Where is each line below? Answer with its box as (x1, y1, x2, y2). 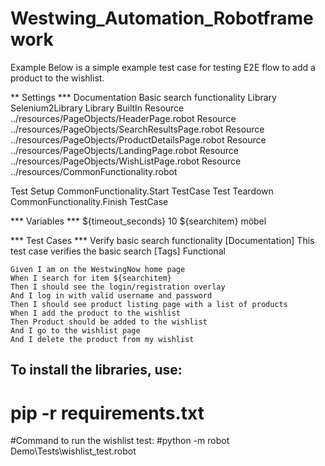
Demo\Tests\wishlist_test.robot (10, 445, 137, 457)
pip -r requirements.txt (10, 402, 205, 424)
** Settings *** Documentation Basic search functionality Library (10, 91, 277, 103)
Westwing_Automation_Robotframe (10, 7, 314, 30)
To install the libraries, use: (10, 362, 183, 379)
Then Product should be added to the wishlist (10, 317, 208, 327)
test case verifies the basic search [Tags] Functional (10, 245, 226, 257)
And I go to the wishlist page (10, 325, 141, 336)
